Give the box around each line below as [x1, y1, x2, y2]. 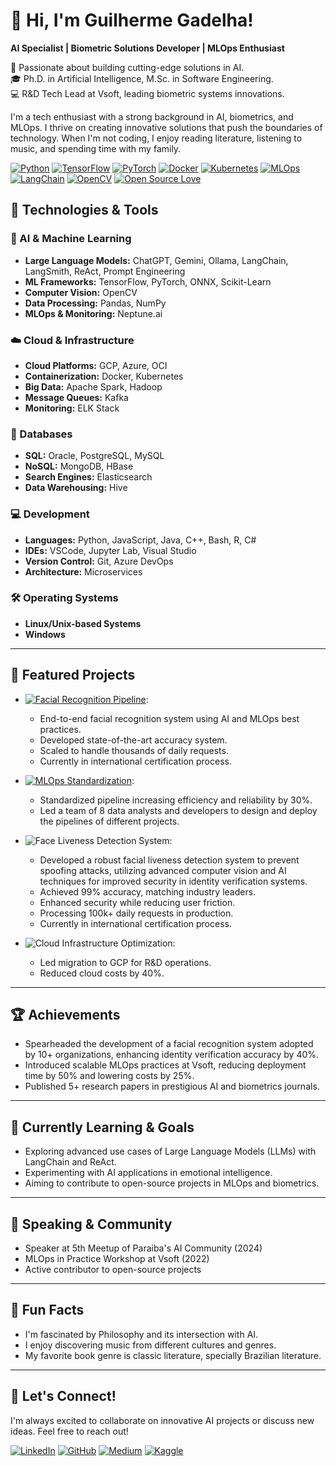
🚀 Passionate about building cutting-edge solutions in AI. [10, 61, 245, 73]
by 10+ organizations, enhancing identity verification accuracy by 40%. [24, 1049, 320, 1061]
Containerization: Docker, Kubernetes [24, 370, 184, 382]
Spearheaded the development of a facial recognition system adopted [24, 1038, 314, 1050]
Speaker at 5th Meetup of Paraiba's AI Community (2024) [24, 1242, 263, 1254]
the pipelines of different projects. [39, 815, 180, 827]
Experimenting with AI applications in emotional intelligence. [24, 1167, 273, 1179]
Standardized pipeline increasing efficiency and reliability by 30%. [39, 794, 313, 806]
